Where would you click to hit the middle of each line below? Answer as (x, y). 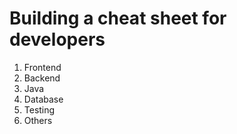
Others (38, 120)
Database (43, 99)
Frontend (42, 67)
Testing (39, 109)
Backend (42, 78)
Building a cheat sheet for (118, 18)
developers (57, 39)
